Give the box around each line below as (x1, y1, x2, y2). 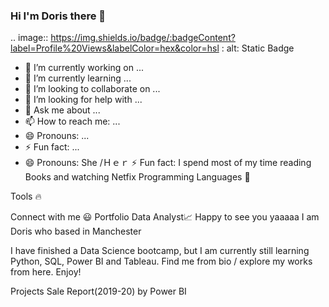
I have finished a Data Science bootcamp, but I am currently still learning (10, 245, 310, 257)
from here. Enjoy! (10, 266, 82, 278)
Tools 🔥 (10, 190, 42, 203)
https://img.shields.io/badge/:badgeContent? (50, 32, 236, 44)
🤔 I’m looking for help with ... (24, 94, 143, 106)
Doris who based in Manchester (10, 225, 142, 238)
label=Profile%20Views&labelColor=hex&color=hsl (10, 42, 220, 54)
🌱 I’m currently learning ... (24, 72, 132, 84)
